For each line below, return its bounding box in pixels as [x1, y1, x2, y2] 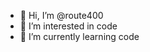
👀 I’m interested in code [19, 20, 118, 32]
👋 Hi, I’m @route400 [19, 10, 104, 21]
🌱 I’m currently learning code [19, 31, 140, 42]
